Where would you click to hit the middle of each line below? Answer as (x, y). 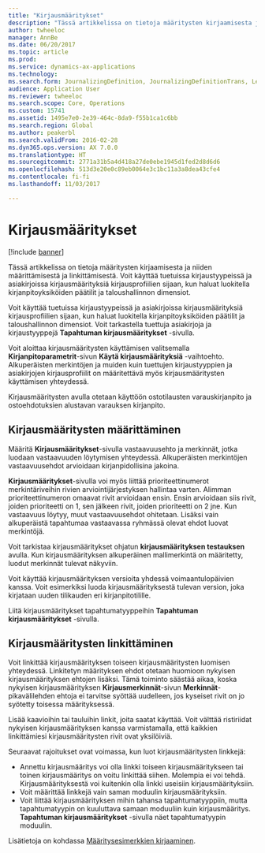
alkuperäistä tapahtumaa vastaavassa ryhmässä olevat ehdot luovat (118, 523)
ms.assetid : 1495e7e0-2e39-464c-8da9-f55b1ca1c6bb (93, 118)
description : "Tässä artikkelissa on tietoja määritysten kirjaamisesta (130, 23)
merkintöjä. (26, 531)
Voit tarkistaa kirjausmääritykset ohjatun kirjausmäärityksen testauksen (127, 546)
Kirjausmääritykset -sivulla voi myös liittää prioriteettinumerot (108, 481)
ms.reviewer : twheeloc (45, 96)
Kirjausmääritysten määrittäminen (95, 430)
